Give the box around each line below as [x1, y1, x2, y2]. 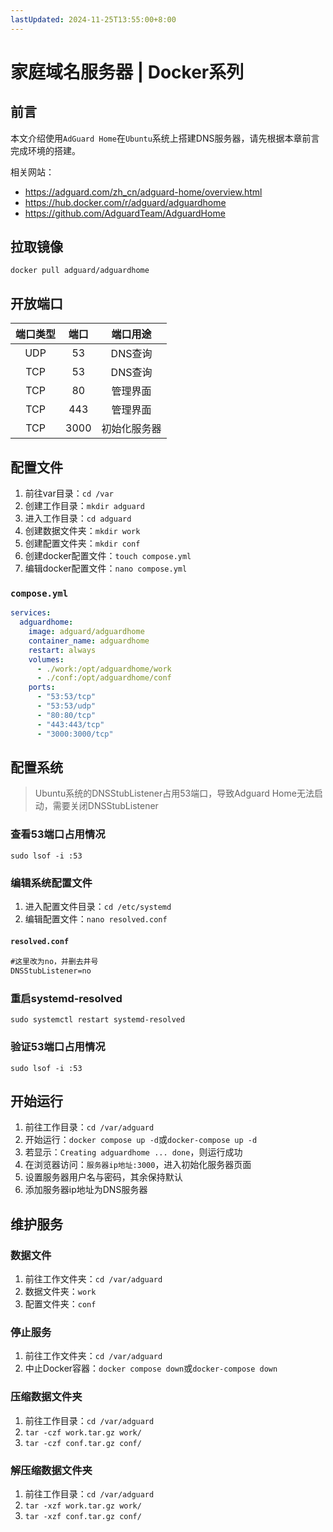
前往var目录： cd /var [24, 487, 114, 500]
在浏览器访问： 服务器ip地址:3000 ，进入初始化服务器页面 [24, 1159, 252, 1171]
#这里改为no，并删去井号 [10, 957, 99, 967]
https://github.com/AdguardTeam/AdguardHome [24, 207, 226, 219]
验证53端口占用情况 [10, 1040, 106, 1054]
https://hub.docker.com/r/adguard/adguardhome [24, 196, 227, 208]
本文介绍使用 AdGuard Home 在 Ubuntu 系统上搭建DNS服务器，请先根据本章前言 [10, 132, 320, 144]
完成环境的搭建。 [10, 144, 81, 156]
